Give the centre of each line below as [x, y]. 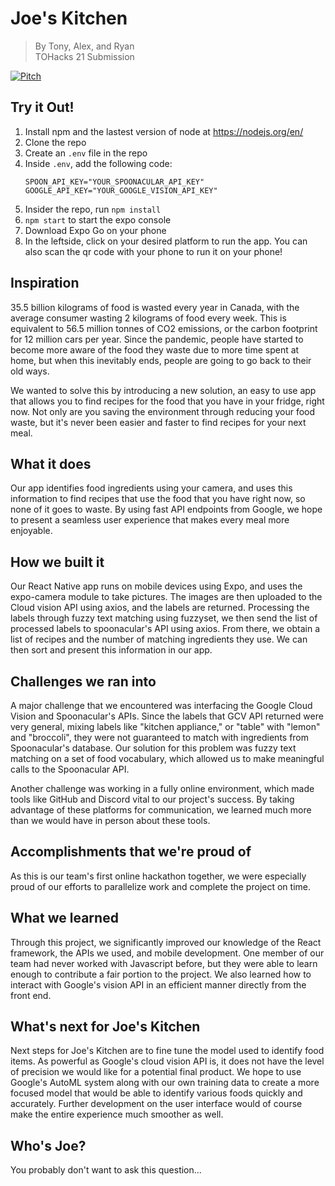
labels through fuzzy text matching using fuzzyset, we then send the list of [164, 618]
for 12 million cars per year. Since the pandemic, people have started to [157, 339]
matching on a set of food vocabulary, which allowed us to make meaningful [167, 758]
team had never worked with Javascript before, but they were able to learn [164, 963]
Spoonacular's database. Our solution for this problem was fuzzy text [153, 748]
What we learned [64, 918]
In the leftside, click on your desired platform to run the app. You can [166, 241]
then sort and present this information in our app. [111, 650]
